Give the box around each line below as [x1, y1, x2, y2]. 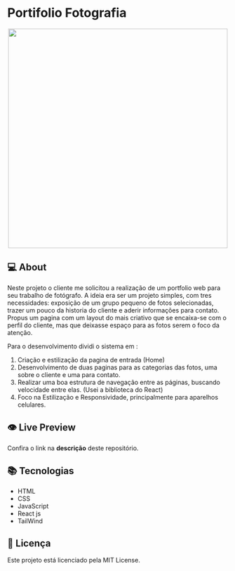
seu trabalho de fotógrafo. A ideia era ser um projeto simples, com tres [7, 291, 212, 299]
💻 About [7, 261, 47, 273]
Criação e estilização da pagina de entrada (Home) [17, 355, 165, 364]
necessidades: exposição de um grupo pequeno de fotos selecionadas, [7, 298, 214, 307]
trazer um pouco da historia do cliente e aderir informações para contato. [7, 306, 220, 314]
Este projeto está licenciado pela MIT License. [7, 556, 140, 565]
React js [17, 509, 41, 518]
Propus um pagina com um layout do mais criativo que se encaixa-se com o [7, 313, 227, 322]
